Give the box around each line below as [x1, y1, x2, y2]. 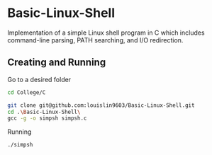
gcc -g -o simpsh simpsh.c [7, 115, 87, 122]
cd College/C [7, 88, 46, 96]
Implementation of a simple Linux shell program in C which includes [7, 28, 205, 37]
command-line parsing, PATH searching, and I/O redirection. [7, 35, 184, 44]
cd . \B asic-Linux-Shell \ [7, 108, 81, 115]
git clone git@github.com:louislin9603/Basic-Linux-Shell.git [7, 101, 195, 109]
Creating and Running [7, 57, 106, 69]
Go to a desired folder [7, 75, 72, 84]
